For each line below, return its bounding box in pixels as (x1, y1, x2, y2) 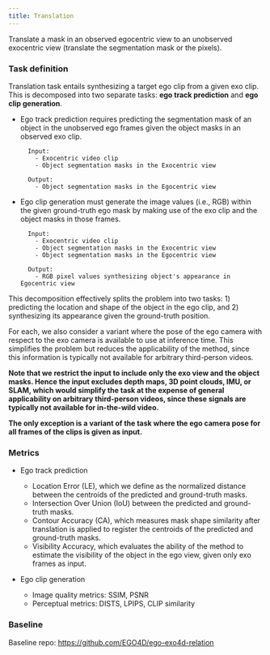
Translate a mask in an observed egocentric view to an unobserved (8, 34, 233, 44)
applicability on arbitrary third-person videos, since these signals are (8, 394, 247, 404)
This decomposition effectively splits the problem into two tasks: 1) (8, 293, 230, 303)
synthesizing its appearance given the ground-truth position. (8, 310, 210, 320)
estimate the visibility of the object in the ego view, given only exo (32, 550, 252, 560)
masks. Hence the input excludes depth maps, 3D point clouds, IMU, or (8, 376, 251, 386)
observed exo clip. (19, 131, 82, 141)
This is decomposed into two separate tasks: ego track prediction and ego (8, 90, 259, 100)
